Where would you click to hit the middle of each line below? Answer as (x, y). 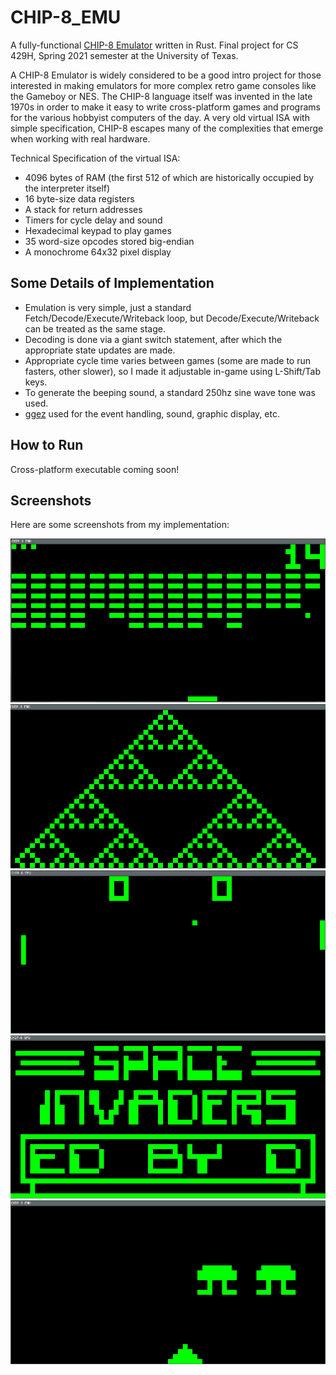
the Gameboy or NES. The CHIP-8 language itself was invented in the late (161, 96)
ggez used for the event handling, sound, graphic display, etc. (152, 413)
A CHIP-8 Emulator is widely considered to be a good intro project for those (166, 75)
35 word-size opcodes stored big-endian (109, 241)
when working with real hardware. (80, 138)
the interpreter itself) (67, 188)
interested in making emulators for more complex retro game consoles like (163, 85)
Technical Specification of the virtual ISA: (95, 158)
